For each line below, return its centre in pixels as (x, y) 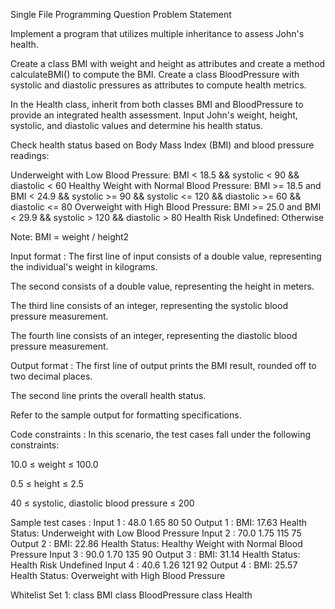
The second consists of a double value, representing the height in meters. (162, 286)
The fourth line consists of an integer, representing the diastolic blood (154, 335)
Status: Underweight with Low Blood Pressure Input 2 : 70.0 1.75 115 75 (156, 533)
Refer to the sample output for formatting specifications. (126, 415)
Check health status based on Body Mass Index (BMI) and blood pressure (162, 145)
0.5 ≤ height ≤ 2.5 (47, 483)
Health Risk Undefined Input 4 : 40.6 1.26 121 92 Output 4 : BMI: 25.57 (154, 565)
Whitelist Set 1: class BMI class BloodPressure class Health (131, 595)
